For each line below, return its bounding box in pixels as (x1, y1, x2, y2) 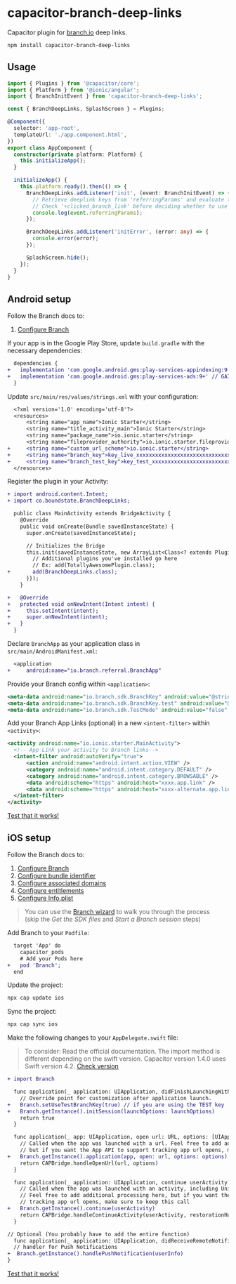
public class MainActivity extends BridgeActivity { (13, 510, 171, 517)
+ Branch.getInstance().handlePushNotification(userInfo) (7, 1250, 184, 1257)
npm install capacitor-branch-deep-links (7, 41, 131, 48)
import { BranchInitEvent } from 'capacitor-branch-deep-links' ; (7, 93, 202, 100)
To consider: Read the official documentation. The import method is (24, 1047, 221, 1056)
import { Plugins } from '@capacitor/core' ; (7, 79, 140, 87)
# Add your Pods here (20, 955, 83, 962)
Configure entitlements (17, 887, 84, 894)
